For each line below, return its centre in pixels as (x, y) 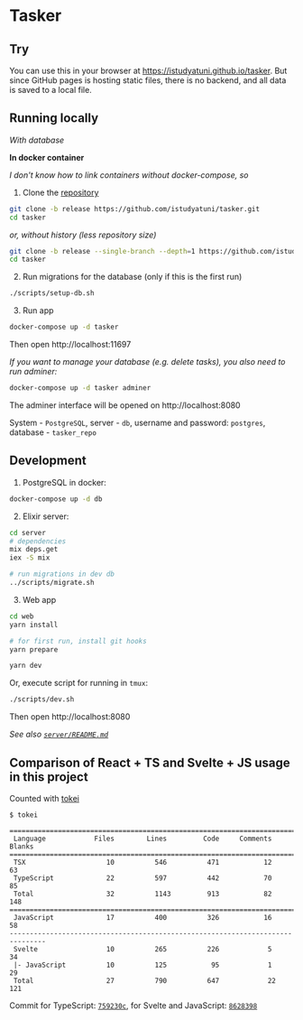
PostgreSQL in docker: (64, 482)
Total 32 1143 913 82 (142, 894)
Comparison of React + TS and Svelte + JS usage (150, 762)
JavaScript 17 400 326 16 (142, 917)
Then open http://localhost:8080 (70, 717)
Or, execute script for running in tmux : (79, 683)
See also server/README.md (59, 734)
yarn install (34, 625)
